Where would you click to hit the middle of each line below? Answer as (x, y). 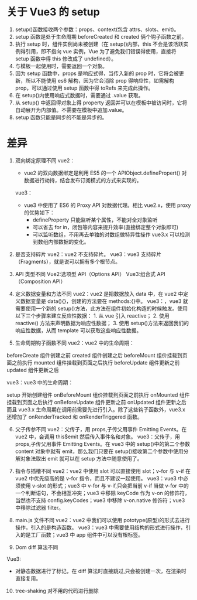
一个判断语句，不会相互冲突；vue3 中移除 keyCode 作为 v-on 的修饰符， (103, 493)
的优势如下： (39, 212)
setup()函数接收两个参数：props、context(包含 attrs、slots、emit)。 (97, 29)
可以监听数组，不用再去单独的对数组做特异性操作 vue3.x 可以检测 (111, 234)
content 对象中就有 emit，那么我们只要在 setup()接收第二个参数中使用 (99, 451)
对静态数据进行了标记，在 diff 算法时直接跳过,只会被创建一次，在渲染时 (101, 571)
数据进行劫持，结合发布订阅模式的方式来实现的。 (83, 180)
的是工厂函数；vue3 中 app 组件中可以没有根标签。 (82, 534)
